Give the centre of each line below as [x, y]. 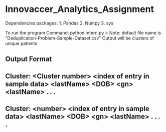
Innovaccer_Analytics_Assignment [80, 9]
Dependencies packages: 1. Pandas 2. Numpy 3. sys [59, 23]
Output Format [29, 59]
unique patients [21, 43]
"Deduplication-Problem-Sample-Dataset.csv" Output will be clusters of [80, 38]
